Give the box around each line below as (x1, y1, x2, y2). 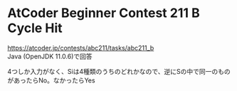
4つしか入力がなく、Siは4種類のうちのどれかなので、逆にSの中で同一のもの (7, 67, 231, 75)
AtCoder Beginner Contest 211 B (7, 5, 201, 21)
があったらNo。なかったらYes (7, 76, 95, 85)
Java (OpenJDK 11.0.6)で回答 (7, 52, 93, 60)
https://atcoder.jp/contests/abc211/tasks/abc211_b (7, 43, 154, 52)
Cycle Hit (7, 20, 63, 36)
